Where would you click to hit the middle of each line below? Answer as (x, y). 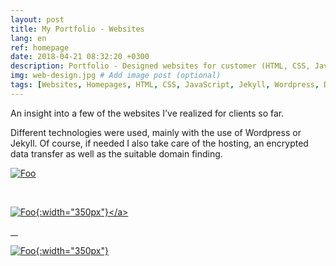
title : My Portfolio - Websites (77, 29)
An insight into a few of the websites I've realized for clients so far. (147, 113)
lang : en (28, 38)
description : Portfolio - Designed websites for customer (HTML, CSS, (160, 66)
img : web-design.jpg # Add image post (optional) (116, 76)
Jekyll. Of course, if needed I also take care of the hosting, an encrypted (159, 143)
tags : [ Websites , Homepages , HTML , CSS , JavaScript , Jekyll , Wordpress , (165, 85)
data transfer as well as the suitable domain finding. (116, 153)
